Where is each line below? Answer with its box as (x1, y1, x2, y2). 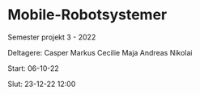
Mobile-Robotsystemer (7, 6, 168, 24)
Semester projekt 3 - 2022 (7, 32, 96, 42)
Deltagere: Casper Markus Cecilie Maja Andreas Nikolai (7, 47, 193, 57)
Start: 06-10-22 (7, 63, 60, 73)
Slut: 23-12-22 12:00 (7, 79, 76, 89)
